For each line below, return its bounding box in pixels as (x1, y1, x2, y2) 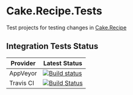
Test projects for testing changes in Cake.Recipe (6, 24, 127, 31)
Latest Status (43, 59, 82, 67)
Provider (10, 59, 36, 67)
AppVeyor (9, 69, 37, 77)
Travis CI (9, 79, 34, 87)
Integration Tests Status (6, 41, 99, 51)
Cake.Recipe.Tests (6, 4, 102, 18)
